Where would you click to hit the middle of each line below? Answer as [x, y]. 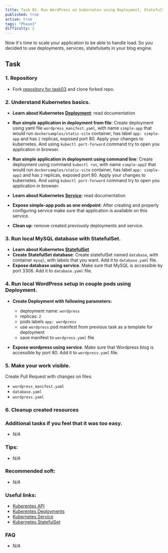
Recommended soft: [30, 471]
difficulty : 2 [20, 29]
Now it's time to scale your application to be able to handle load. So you [79, 43]
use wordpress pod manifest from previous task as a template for [86, 327]
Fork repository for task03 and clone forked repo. [63, 89]
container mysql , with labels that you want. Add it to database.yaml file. [85, 260]
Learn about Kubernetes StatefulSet [51, 249]
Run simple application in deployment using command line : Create [82, 159]
